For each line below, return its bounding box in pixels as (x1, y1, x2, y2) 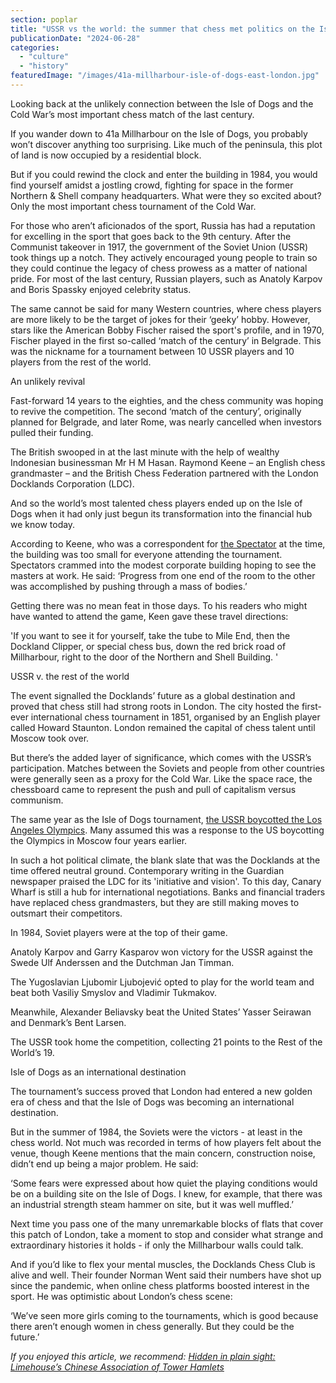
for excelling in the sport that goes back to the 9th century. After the (10, 230, 292, 242)
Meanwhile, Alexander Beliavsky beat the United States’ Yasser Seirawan (10, 1006, 312, 1018)
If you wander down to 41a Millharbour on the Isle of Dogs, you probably (10, 127, 308, 140)
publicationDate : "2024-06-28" (10, 33, 141, 43)
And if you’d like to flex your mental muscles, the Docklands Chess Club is (10, 1258, 316, 1270)
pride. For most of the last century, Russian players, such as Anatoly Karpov (10, 272, 323, 285)
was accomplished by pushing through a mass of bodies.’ (10, 580, 248, 592)
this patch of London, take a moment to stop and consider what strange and (10, 1228, 324, 1240)
